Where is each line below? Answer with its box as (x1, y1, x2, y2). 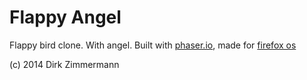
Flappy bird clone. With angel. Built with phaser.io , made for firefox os (9, 39, 297, 51)
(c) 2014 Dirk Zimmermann (9, 58, 120, 70)
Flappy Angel (9, 6, 122, 29)
